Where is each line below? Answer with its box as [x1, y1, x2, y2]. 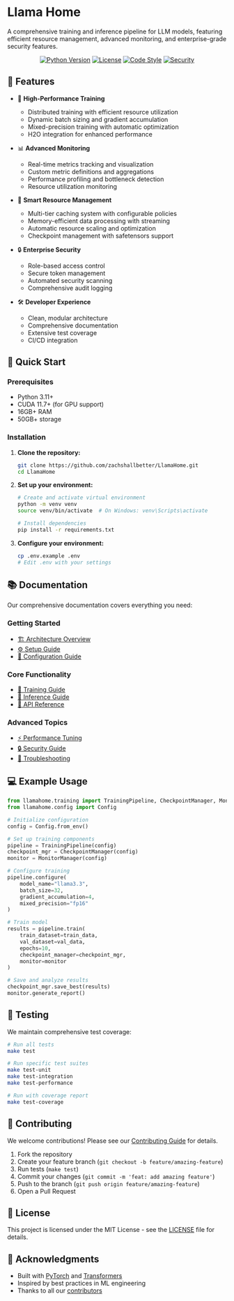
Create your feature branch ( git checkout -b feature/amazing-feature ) [17, 1157, 224, 1166]
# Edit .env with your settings [17, 559, 111, 566]
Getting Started [7, 618, 61, 628]
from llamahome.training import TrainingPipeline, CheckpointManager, [7, 797, 217, 805]
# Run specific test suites [7, 1060, 89, 1067]
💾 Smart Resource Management [17, 196, 112, 204]
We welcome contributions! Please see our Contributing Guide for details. [7, 1137, 218, 1145]
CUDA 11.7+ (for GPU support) [17, 400, 104, 408]
